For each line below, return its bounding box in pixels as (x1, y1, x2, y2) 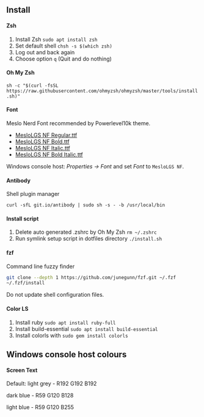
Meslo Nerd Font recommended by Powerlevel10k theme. (6, 120, 151, 127)
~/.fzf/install (6, 280, 45, 286)
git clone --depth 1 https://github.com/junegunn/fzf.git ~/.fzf (6, 274, 176, 280)
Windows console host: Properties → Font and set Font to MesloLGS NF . (6, 163, 184, 170)
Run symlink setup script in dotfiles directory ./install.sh (15, 235, 162, 242)
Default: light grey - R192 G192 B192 (6, 380, 97, 387)
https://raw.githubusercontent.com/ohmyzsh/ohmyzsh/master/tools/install (6, 88, 199, 94)
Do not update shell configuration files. (6, 291, 104, 299)
